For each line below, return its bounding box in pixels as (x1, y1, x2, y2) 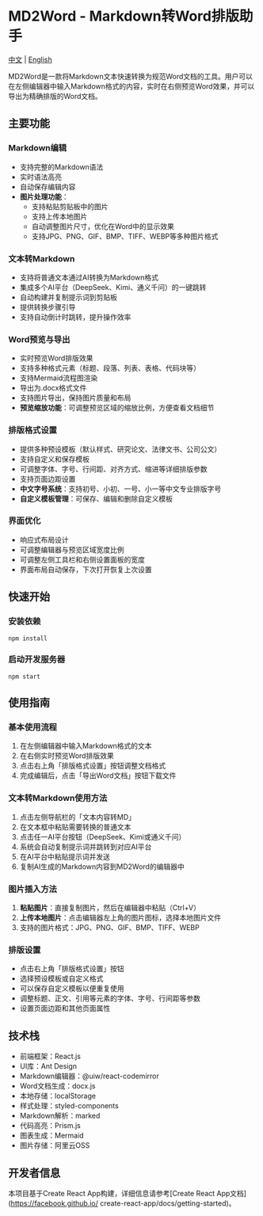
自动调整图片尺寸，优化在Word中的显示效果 (31, 221, 174, 231)
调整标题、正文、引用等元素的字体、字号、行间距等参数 (19, 993, 200, 1003)
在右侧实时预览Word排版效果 (19, 751, 114, 760)
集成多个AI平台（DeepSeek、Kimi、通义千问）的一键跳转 (19, 282, 207, 292)
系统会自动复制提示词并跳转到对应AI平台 (19, 841, 152, 852)
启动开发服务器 (8, 654, 66, 665)
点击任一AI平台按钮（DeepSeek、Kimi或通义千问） (19, 832, 186, 841)
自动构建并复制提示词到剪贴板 (19, 292, 117, 302)
